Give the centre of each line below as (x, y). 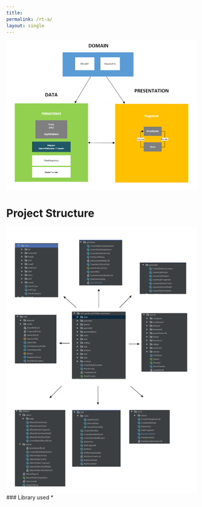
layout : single (25, 26)
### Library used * (30, 497)
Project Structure (50, 213)
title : (15, 13)
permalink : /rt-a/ (29, 19)
